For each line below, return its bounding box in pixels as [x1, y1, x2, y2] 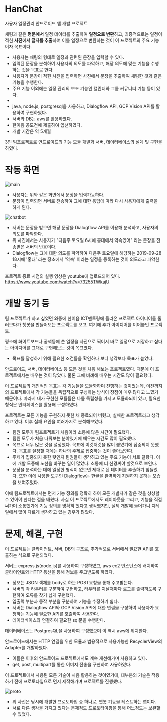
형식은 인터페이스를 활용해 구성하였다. [5, 401, 79, 407]
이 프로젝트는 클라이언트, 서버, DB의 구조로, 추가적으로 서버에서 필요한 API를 [5, 546, 154, 552]
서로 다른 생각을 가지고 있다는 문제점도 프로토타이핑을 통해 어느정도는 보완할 [12, 705, 161, 711]
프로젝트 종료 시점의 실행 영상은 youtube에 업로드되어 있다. [5, 273, 121, 279]
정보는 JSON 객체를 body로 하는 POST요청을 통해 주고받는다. [12, 579, 133, 585]
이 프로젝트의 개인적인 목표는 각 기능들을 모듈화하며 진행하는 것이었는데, [5, 383, 145, 389]
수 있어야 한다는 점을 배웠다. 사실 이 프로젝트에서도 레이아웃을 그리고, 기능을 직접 [5, 496, 162, 502]
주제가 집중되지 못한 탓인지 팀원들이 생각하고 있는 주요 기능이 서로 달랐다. [12, 454, 155, 460]
